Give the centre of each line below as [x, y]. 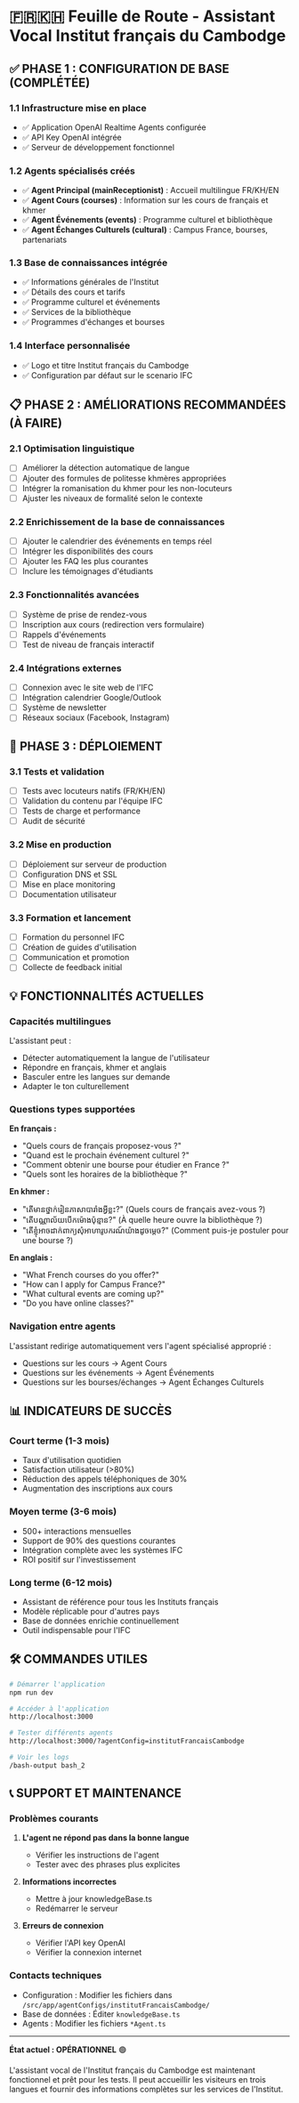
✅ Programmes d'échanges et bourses [93, 322]
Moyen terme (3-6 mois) [63, 1512]
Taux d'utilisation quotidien [72, 1460]
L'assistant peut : [40, 1041]
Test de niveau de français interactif [88, 644]
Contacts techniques [56, 1976]
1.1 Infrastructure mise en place [78, 108]
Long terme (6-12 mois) [61, 1582]
